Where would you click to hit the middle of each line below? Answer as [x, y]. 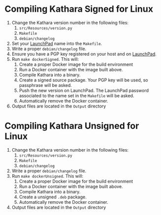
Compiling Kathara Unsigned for [72, 126]
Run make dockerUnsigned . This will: [47, 176]
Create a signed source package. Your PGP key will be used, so [83, 80]
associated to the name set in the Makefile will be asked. [77, 95]
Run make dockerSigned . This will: [45, 59]
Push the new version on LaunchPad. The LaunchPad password [84, 90]
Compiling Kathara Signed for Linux [79, 9]
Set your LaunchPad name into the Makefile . [57, 43]
